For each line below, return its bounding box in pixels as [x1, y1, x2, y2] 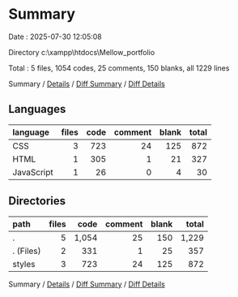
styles [12, 258, 36, 269]
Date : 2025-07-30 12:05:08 [8, 32, 103, 41]
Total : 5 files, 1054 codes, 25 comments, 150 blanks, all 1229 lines [8, 62, 230, 73]
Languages [8, 102, 66, 116]
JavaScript [12, 166, 54, 178]
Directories [8, 194, 66, 208]
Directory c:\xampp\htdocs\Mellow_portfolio [8, 47, 155, 57]
